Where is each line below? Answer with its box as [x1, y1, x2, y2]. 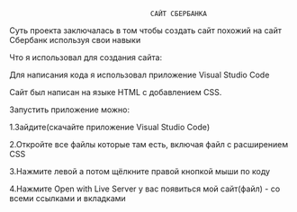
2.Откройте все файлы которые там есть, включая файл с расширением [9, 139, 289, 149]
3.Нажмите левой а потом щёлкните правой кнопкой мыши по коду [9, 166, 271, 176]
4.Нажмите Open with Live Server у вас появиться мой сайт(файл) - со [9, 183, 281, 194]
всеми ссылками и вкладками [9, 193, 126, 203]
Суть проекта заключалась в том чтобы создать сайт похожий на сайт [9, 25, 282, 36]
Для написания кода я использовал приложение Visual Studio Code [9, 69, 270, 80]
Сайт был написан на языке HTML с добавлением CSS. [9, 87, 222, 97]
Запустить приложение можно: [9, 104, 130, 115]
